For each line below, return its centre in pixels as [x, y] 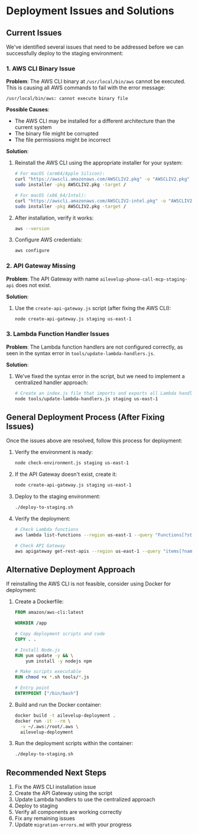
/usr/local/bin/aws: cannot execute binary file [67, 99]
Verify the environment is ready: [54, 452]
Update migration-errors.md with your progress [73, 825]
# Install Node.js [37, 650]
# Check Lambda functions [46, 529]
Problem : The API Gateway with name [53, 279]
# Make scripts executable [48, 672]
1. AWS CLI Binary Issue [41, 68]
